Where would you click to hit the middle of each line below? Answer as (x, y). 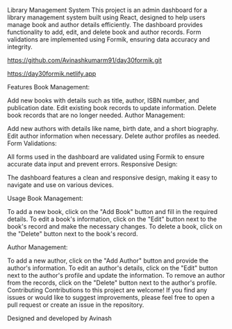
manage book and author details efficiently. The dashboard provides (105, 25)
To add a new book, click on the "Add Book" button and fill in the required (112, 212)
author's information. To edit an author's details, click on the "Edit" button (113, 268)
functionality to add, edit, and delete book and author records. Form (104, 32)
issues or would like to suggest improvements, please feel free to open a (111, 297)
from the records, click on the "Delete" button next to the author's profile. (112, 283)
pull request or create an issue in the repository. (76, 305)
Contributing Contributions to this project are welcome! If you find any (107, 290)
